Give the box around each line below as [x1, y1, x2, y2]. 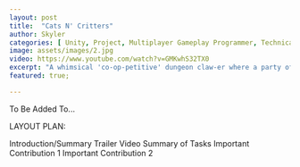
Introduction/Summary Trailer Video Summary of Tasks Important [9, 138, 250, 148]
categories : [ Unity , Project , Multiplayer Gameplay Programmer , [9, 38, 257, 47]
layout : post [9, 13, 58, 22]
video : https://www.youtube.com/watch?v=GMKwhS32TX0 [9, 54, 210, 63]
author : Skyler [9, 29, 66, 38]
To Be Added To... [9, 104, 76, 114]
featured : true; [9, 71, 70, 80]
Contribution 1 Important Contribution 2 [9, 147, 154, 158]
